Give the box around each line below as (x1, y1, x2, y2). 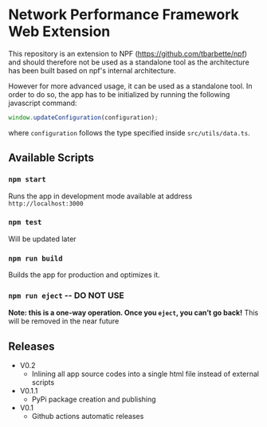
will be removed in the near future (8, 316, 120, 326)
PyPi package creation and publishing (31, 394, 157, 404)
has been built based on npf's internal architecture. (8, 65, 177, 75)
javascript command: (8, 98, 77, 108)
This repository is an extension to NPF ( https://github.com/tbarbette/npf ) (8, 49, 248, 58)
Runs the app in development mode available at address (8, 191, 193, 201)
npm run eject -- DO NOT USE (8, 290, 125, 301)
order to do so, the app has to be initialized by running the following (8, 89, 230, 99)
